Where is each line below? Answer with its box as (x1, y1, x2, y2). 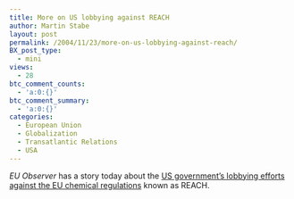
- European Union (17, 121, 82, 130)
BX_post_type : (9, 46, 63, 55)
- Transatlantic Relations (17, 137, 118, 146)
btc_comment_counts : (9, 79, 87, 88)
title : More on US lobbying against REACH (9, 12, 170, 22)
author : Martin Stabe (9, 21, 90, 30)
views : (9, 63, 34, 72)
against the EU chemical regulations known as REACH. (9, 179, 210, 190)
